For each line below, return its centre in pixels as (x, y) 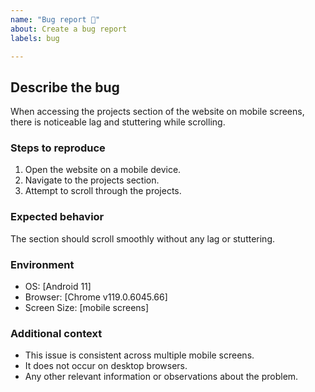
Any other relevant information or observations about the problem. (161, 377)
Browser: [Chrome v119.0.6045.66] (96, 297)
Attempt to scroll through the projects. (103, 191)
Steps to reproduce (58, 148)
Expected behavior (57, 217)
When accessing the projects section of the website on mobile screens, (157, 112)
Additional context (56, 333)
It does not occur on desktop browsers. (106, 366)
